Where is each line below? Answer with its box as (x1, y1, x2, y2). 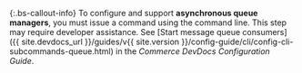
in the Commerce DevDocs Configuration (115, 46, 270, 57)
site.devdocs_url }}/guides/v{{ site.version (21, 36, 180, 47)
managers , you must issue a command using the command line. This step (9, 17, 287, 28)
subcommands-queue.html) (9, 46, 114, 57)
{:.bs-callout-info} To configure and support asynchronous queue (9, 8, 258, 18)
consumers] (242, 27, 288, 37)
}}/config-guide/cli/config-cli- (181, 36, 294, 47)
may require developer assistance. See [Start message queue (9, 27, 241, 37)
